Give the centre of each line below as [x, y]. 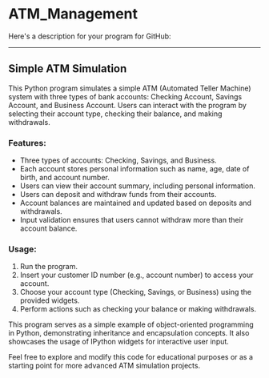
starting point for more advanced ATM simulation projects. [104, 366]
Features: [27, 143]
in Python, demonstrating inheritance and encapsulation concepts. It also [129, 333]
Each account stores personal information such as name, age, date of [134, 169]
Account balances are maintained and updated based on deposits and [136, 203]
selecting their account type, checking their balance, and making [115, 114]
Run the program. [49, 267]
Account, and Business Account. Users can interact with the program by [127, 105]
